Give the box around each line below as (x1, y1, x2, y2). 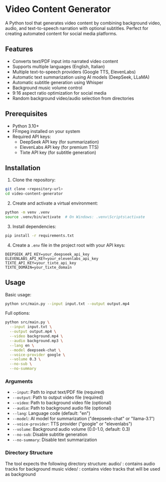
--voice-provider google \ (9, 352, 65, 357)
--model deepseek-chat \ (9, 348, 61, 353)
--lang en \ (9, 343, 35, 348)
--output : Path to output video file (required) (12, 394, 103, 400)
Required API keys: (12, 133, 51, 139)
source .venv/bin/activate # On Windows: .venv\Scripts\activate (5, 215, 145, 220)
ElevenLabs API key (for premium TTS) (19, 144, 99, 150)
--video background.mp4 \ (9, 334, 63, 339)
